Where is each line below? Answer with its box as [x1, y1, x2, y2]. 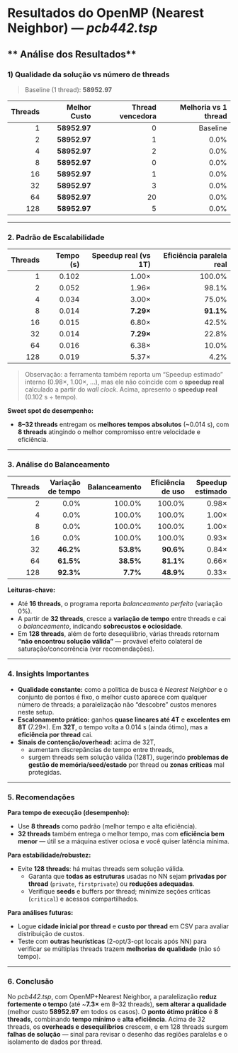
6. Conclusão [7, 976, 55, 986]
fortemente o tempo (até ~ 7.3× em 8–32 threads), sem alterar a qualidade [7, 1000, 227, 1008]
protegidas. [28, 768, 62, 776]
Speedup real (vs [91, 251, 151, 261]
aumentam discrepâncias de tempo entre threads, [28, 745, 174, 753]
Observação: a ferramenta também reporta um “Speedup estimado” [24, 370, 223, 379]
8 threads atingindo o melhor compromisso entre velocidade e [17, 428, 200, 436]
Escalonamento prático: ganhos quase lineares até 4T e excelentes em [17, 715, 231, 724]
